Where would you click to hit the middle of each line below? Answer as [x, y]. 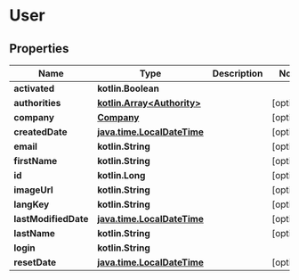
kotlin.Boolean [129, 88]
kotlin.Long [121, 175]
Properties [39, 49]
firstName [36, 161]
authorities [37, 103]
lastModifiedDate [51, 219]
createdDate [40, 132]
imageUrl [33, 190]
